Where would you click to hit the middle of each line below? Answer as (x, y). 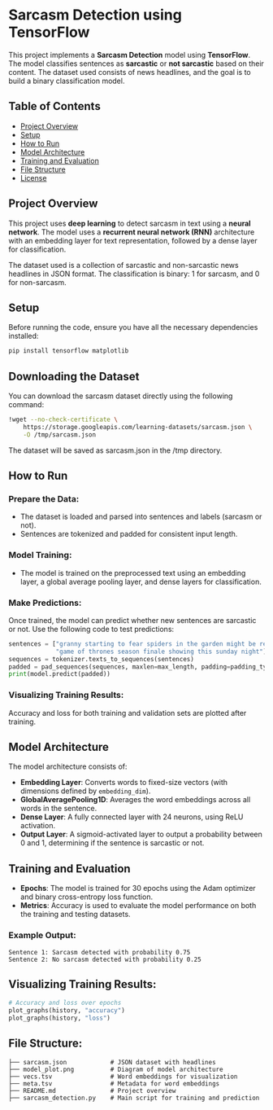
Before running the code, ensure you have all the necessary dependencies (133, 327)
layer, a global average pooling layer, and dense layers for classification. (141, 581)
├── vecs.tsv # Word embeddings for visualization (123, 1077)
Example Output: (42, 936)
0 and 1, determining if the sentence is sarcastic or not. (112, 843)
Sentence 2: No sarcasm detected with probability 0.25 (105, 959)
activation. (37, 826)
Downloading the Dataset (74, 376)
